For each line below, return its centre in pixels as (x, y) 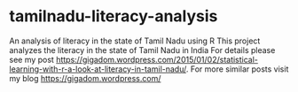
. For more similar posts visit (237, 69)
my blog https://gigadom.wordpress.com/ (85, 78)
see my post (32, 59)
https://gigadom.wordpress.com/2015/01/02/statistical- (157, 59)
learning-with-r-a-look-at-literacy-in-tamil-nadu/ (98, 69)
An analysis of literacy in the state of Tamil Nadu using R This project (135, 41)
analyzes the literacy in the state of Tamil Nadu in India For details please (142, 50)
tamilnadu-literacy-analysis (114, 16)
